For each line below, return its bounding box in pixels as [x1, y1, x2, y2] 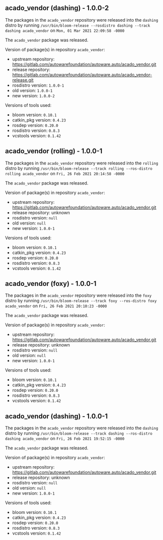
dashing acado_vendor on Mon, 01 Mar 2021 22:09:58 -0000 [5, 27, 125, 33]
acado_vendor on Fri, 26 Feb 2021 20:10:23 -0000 [5, 303, 107, 309]
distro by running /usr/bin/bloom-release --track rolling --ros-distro [5, 165, 153, 171]
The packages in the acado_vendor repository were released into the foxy [5, 292, 152, 298]
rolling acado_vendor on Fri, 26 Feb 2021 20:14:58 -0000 [5, 170, 125, 176]
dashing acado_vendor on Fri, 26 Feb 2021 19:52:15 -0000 [5, 436, 125, 442]
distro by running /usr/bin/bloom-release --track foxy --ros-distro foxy [5, 298, 157, 304]
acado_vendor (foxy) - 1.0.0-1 [5, 280, 97, 288]
